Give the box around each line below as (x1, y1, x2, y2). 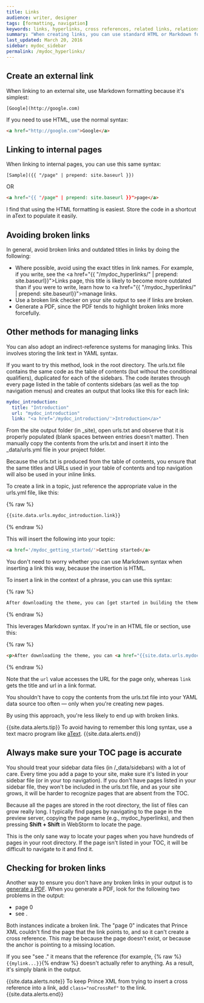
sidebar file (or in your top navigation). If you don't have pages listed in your (6, 776, 196, 784)
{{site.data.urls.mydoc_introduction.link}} (6, 513, 121, 519)
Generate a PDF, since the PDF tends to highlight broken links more (15, 303, 184, 310)
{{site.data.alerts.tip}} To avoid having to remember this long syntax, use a (6, 724, 192, 731)
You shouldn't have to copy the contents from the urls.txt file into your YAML (6, 693, 198, 700)
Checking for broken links (6, 863, 106, 873)
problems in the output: (6, 892, 65, 899)
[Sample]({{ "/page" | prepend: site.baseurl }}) (6, 173, 135, 179)
